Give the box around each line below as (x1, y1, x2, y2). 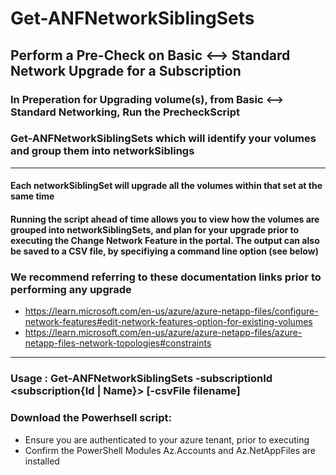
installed (24, 455, 60, 467)
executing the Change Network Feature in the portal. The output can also (10, 234, 320, 246)
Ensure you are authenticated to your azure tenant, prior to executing (24, 433, 310, 446)
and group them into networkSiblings (10, 144, 195, 158)
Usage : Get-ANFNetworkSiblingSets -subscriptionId (10, 372, 273, 386)
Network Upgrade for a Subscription (10, 62, 242, 79)
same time (10, 190, 55, 202)
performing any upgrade (10, 282, 132, 296)
